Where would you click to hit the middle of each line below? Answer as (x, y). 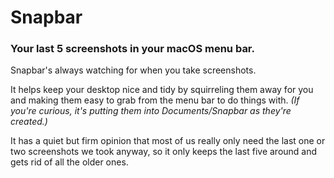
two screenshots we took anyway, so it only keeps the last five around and (164, 152)
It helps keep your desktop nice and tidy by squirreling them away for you (162, 90)
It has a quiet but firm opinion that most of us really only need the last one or (168, 141)
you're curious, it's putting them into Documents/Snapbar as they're (151, 111)
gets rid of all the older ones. (69, 162)
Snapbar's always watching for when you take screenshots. (133, 70)
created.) (29, 122)
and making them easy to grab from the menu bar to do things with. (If (155, 100)
